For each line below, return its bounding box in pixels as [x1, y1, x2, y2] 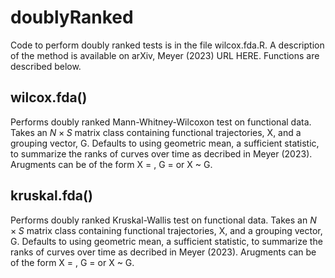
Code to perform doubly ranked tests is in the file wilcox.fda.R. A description [10, 39, 325, 51]
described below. [10, 60, 82, 72]
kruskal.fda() [10, 187, 93, 205]
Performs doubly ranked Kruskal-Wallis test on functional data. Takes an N [10, 214, 317, 226]
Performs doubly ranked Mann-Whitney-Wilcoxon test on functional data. [10, 116, 312, 128]
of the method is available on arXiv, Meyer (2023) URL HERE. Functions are [10, 49, 320, 61]
